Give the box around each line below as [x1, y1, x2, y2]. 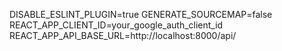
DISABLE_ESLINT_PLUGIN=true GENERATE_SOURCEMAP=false [9, 9, 273, 20]
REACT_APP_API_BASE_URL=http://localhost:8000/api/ [9, 30, 237, 41]
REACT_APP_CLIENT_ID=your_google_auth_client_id [9, 19, 224, 31]
